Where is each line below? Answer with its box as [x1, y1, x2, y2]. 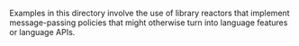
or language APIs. [9, 27, 76, 37]
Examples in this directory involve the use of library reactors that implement [9, 8, 290, 18]
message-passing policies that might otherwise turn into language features [9, 17, 288, 28]
